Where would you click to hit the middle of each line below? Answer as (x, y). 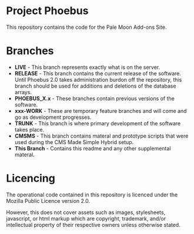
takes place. (29, 129)
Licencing (31, 178)
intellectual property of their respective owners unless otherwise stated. (93, 225)
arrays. (23, 92)
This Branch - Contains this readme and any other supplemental (93, 148)
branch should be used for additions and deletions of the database (95, 86)
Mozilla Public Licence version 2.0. (48, 200)
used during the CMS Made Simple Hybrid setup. (74, 142)
